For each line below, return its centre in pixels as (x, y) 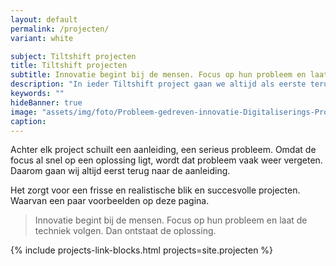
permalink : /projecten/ (60, 29)
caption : (28, 121)
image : (24, 112)
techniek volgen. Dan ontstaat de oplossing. (125, 231)
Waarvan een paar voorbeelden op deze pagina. (110, 201)
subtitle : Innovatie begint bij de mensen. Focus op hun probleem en (158, 75)
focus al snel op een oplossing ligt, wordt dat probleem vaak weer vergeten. (166, 160)
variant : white (42, 38)
